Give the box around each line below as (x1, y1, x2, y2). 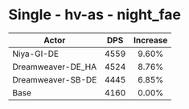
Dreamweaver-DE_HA (12, 61, 97, 72)
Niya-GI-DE (12, 48, 59, 59)
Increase (134, 34, 168, 46)
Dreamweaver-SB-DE (12, 74, 97, 85)
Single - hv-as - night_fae (8, 6, 181, 24)
